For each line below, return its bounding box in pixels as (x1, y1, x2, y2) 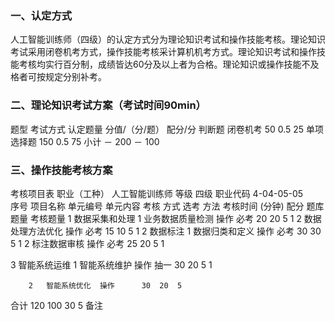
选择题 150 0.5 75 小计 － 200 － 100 (10, 135, 160, 147)
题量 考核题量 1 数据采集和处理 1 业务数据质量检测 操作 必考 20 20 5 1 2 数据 (10, 212, 322, 224)
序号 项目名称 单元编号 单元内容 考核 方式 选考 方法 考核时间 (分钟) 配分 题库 (10, 200, 325, 212)
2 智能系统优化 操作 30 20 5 (28, 280, 183, 291)
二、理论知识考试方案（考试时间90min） (10, 98, 207, 112)
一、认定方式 (10, 8, 73, 22)
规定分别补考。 (44, 71, 107, 83)
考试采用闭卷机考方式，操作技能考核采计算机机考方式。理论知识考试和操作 (10, 46, 317, 58)
